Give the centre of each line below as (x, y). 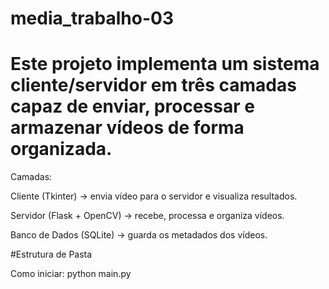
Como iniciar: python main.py (71, 274)
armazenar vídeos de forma (127, 128)
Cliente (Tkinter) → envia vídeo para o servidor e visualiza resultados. (154, 196)
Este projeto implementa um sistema (165, 64)
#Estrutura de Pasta (51, 254)
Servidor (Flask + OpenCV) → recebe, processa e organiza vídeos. (147, 216)
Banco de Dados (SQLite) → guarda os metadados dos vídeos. (139, 235)
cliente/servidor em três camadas (153, 85)
